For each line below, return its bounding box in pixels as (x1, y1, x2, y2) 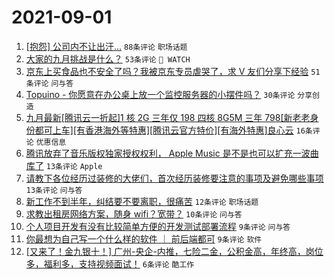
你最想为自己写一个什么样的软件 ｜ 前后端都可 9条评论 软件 (25, 232, 263, 245)
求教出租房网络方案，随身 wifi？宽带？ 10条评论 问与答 (25, 207, 243, 220)
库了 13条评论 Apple (25, 159, 103, 171)
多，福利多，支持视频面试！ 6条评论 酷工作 (25, 257, 195, 270)
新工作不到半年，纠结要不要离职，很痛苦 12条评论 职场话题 (25, 195, 259, 207)
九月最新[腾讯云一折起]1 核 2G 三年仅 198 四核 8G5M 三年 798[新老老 (25, 111, 311, 123)
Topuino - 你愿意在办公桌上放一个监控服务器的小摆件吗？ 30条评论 (25, 88, 296, 100)
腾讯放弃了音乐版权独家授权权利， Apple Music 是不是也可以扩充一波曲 (25, 147, 319, 159)
